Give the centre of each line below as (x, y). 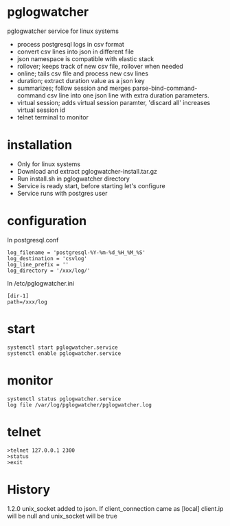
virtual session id (41, 110)
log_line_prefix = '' (38, 264)
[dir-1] (18, 296)
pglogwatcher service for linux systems (63, 31)
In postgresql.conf (33, 240)
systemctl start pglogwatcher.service (62, 347)
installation (40, 145)
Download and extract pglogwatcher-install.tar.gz (87, 171)
